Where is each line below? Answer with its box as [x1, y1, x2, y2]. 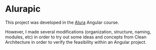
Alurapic [5, 3, 41, 15]
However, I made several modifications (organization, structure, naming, [5, 29, 151, 34]
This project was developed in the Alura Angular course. [5, 19, 119, 25]
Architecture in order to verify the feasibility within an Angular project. [5, 39, 147, 45]
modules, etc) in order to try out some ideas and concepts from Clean [5, 34, 147, 40]
